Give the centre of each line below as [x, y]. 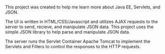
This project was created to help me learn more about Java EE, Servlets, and [83, 7]
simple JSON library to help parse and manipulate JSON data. [68, 32]
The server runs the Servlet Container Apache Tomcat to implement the [78, 41]
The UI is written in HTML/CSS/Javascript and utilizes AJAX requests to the [82, 22]
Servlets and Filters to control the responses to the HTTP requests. [73, 46]
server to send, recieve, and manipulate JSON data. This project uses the [79, 27]
